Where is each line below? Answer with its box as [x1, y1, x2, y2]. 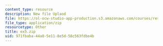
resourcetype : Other [5, 25, 47, 30]
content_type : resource [5, 7, 53, 12]
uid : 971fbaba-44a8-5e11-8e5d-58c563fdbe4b [5, 34, 95, 39]
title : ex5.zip [5, 29, 36, 34]
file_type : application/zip [5, 20, 62, 25]
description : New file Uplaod [5, 11, 66, 16]
